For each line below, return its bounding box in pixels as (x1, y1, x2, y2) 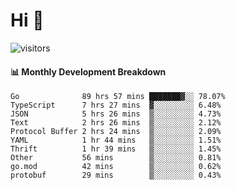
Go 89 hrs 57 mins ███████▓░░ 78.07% (10, 92, 226, 102)
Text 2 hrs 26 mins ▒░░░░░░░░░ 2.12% (10, 118, 222, 128)
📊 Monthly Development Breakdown (10, 65, 167, 78)
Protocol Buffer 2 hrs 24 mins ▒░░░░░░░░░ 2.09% (10, 127, 222, 137)
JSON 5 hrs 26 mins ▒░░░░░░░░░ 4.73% (10, 109, 222, 119)
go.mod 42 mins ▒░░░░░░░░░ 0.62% (10, 162, 222, 172)
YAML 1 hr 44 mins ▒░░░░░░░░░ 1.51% (10, 135, 222, 146)
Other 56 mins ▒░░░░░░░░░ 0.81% (10, 153, 222, 163)
